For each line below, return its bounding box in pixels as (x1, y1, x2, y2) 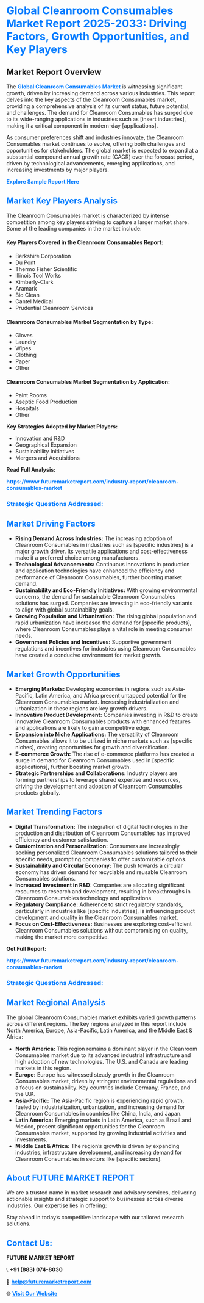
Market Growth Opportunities (6, 669, 121, 679)
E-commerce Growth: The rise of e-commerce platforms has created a (15, 750, 195, 757)
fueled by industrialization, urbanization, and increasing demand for (15, 1103, 186, 1111)
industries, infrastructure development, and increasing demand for (15, 1149, 183, 1156)
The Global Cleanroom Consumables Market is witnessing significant (6, 83, 183, 90)
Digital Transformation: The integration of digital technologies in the (15, 823, 188, 830)
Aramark (15, 285, 37, 292)
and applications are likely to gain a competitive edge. (15, 724, 150, 731)
